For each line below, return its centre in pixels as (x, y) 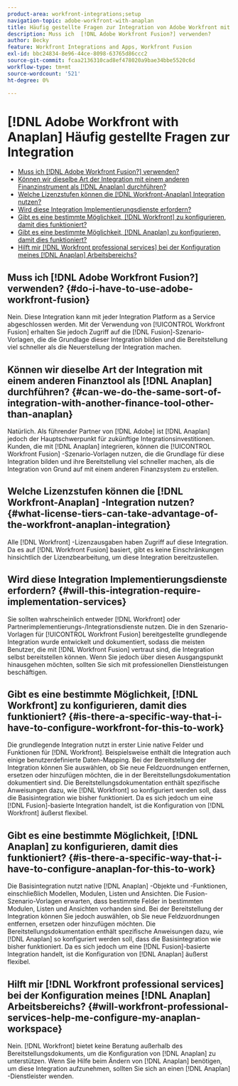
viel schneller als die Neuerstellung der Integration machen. (94, 347)
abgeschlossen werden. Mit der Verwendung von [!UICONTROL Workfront (116, 324)
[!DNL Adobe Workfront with (93, 121)
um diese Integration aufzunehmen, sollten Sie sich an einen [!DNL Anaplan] (119, 1069)
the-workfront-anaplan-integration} (89, 525)
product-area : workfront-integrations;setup (74, 14)
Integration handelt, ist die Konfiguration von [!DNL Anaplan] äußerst (108, 954)
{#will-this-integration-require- (129, 591)
